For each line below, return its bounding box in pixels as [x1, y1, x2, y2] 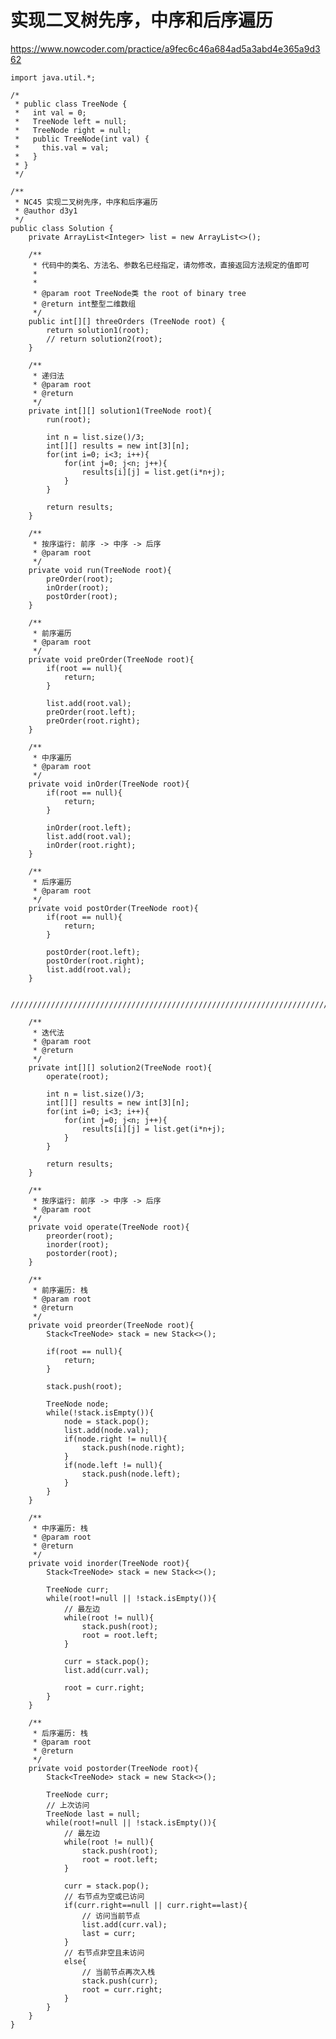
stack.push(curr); [81, 1976, 159, 1986]
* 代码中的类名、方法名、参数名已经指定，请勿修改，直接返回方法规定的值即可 [32, 260, 310, 270]
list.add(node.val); [63, 1425, 150, 1435]
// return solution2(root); [46, 334, 163, 344]
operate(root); [46, 1071, 110, 1081]
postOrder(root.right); [46, 956, 145, 966]
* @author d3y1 [14, 206, 78, 216]
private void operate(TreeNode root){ [28, 1222, 190, 1232]
